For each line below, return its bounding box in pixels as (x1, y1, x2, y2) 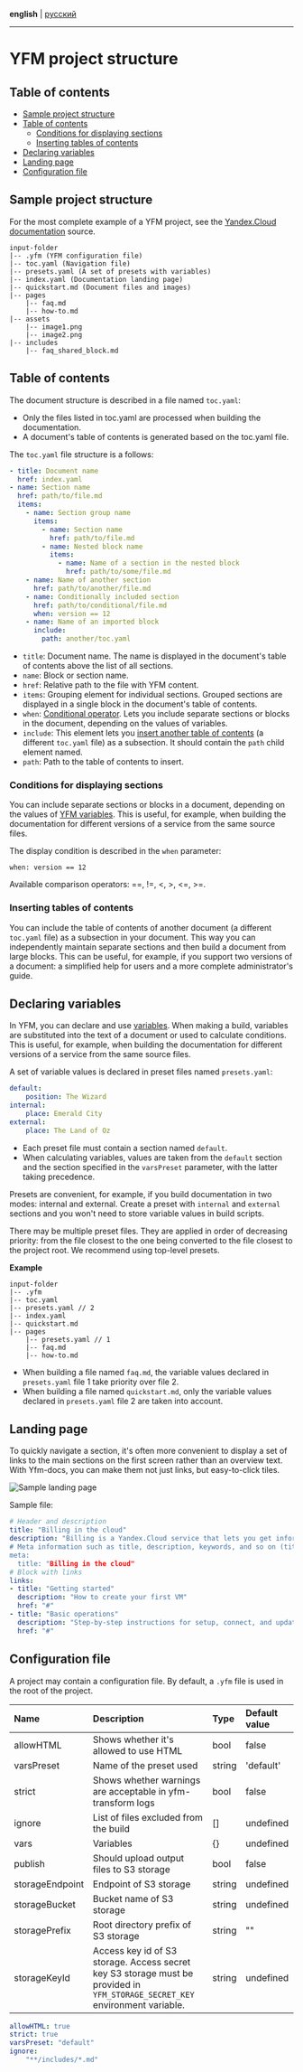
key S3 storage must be (93, 1966, 194, 1979)
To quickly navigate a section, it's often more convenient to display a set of (9, 1446, 288, 1457)
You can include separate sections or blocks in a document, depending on (9, 800, 286, 811)
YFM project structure (9, 49, 179, 70)
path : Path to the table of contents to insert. (22, 756, 185, 767)
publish (14, 1857, 45, 1870)
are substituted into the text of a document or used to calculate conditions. (9, 1030, 287, 1041)
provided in (93, 1978, 142, 1991)
